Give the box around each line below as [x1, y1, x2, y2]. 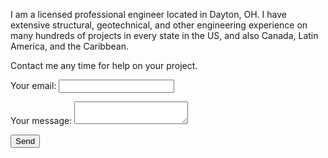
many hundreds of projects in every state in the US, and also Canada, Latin [10, 30, 319, 41]
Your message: [10, 115, 73, 126]
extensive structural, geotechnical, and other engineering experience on [10, 19, 308, 31]
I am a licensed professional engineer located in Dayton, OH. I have [10, 9, 287, 20]
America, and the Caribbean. [10, 40, 129, 52]
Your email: [10, 80, 57, 91]
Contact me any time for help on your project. [10, 60, 198, 71]
